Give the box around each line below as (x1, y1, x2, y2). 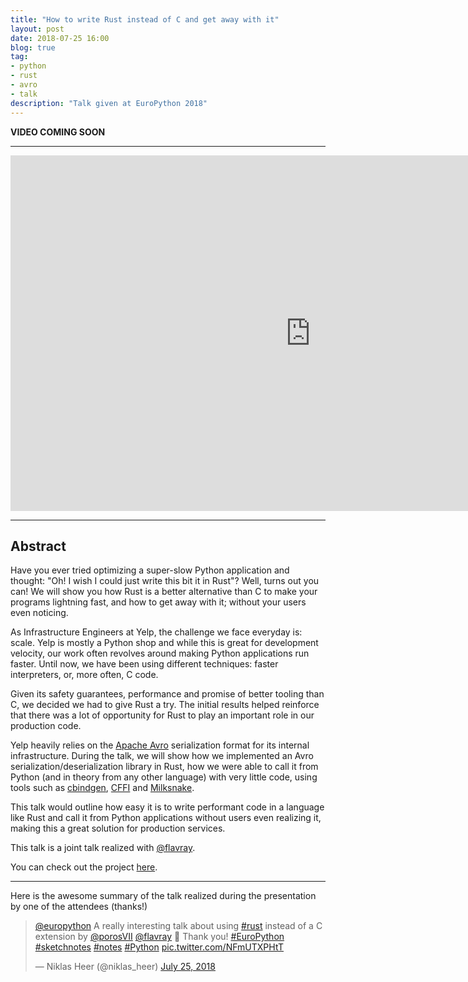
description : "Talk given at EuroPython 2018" (10, 98, 208, 108)
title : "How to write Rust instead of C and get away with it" (10, 14, 280, 25)
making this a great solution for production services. (10, 822, 226, 835)
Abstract (10, 537, 67, 555)
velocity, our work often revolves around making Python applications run (10, 647, 310, 660)
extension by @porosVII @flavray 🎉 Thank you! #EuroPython (34, 931, 285, 943)
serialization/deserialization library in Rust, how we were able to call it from (10, 761, 319, 773)
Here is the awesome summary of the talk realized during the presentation (10, 890, 317, 902)
